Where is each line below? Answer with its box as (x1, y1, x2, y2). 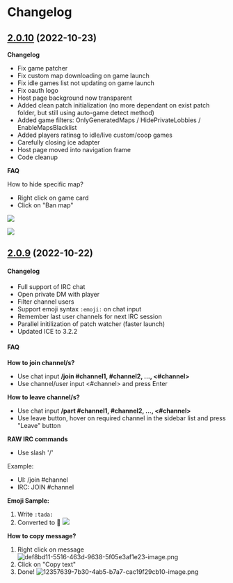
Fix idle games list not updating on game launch (17, 79, 155, 87)
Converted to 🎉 (17, 518, 61, 526)
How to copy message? (7, 531, 77, 540)
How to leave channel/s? (7, 392, 80, 401)
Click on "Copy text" (17, 560, 77, 568)
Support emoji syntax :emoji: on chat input (17, 304, 142, 313)
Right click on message (17, 545, 85, 554)
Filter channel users (17, 297, 74, 306)
